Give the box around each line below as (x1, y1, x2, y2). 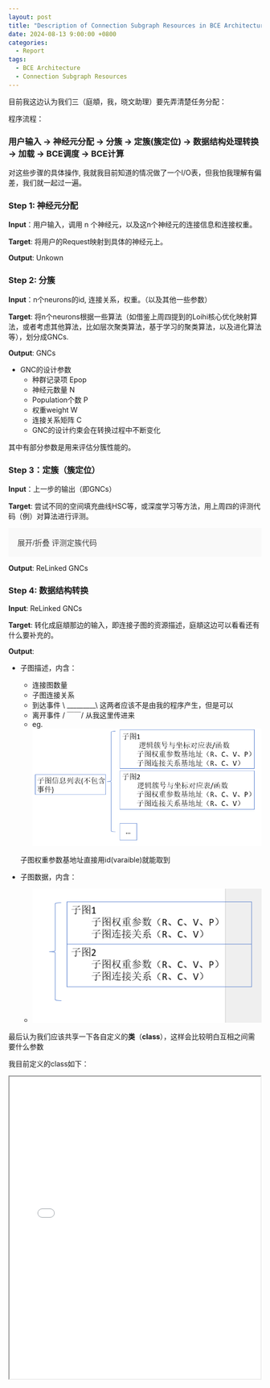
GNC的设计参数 (19, 364, 72, 374)
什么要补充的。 (8, 630, 58, 640)
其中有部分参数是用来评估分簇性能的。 (8, 442, 135, 451)
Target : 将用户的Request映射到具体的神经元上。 (8, 237, 168, 247)
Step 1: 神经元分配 (8, 200, 79, 211)
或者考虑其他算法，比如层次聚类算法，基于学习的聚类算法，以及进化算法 (22, 322, 262, 331)
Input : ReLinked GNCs (8, 604, 83, 613)
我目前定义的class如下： (8, 1059, 90, 1069)
